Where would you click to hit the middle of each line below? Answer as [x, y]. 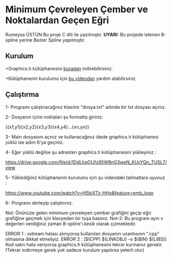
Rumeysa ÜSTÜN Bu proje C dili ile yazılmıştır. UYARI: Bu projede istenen [83, 34]
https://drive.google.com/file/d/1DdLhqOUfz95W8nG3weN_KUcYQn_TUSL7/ [86, 162]
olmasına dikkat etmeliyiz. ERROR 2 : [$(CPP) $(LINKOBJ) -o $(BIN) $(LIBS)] [86, 239]
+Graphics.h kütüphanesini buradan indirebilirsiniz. [59, 68]
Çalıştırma [22, 95]
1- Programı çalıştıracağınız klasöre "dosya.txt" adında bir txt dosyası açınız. [86, 107]
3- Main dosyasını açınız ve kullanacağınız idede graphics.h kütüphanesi [82, 136]
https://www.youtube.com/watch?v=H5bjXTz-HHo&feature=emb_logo [80, 193]
